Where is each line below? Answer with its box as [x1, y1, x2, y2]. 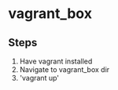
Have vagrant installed [19, 56, 93, 66]
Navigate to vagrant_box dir [19, 65, 110, 74]
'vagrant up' [19, 74, 60, 82]
